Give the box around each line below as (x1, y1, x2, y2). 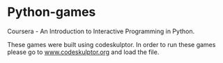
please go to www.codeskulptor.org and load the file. (7, 48, 160, 56)
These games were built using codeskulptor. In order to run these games (7, 40, 216, 48)
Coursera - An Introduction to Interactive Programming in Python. (7, 27, 195, 35)
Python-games (7, 4, 96, 20)
